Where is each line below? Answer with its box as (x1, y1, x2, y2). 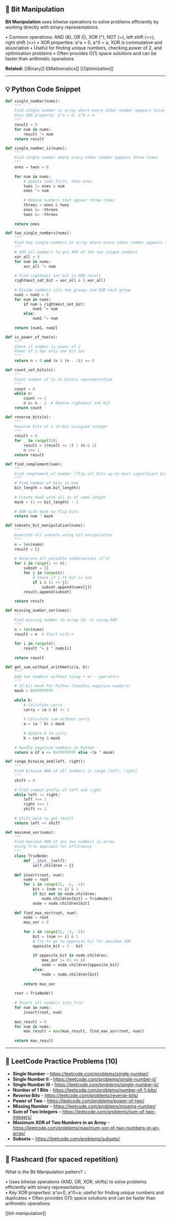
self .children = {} (32, 863, 74, 868)
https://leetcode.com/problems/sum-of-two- (62, 1108, 156, 1114)
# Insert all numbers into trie (14, 1000, 83, 1005)
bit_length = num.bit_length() (14, 485, 81, 491)
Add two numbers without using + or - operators (14, 674, 120, 679)
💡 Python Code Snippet (5, 85, 81, 94)
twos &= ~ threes (23, 212, 58, 217)
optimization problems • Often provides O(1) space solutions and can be (5, 50, 157, 56)
